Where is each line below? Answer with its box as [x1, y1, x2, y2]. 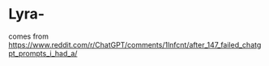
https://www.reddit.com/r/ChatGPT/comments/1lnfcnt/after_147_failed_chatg [8, 39, 262, 49]
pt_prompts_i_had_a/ [8, 48, 78, 58]
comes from [8, 31, 49, 41]
